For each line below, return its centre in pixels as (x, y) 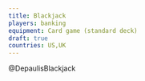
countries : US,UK (37, 46)
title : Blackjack (37, 16)
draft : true (28, 38)
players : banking (37, 23)
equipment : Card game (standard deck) (73, 30)
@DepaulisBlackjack (42, 68)
